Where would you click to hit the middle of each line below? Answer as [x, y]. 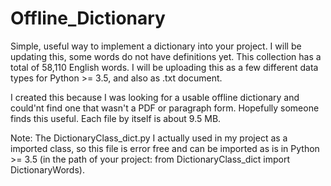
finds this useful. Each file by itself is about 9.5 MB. [116, 118]
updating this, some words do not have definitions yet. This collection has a [166, 56]
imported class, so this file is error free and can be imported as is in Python [165, 148]
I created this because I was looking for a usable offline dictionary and [155, 97]
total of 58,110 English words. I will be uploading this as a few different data [164, 67]
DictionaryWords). [47, 169]
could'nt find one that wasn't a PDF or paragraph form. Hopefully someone [165, 108]
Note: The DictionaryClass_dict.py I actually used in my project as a [149, 138]
